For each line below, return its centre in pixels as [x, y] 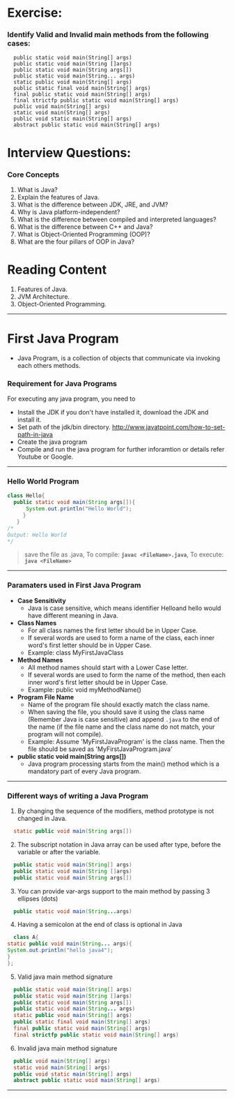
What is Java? [37, 189]
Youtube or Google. [45, 457]
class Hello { [26, 496]
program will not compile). [65, 734]
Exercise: [35, 13]
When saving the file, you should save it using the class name [116, 712]
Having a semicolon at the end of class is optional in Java [100, 925]
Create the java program [52, 442]
